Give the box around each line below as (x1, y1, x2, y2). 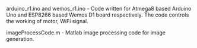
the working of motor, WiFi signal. (6, 18, 88, 24)
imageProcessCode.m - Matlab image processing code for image (6, 29, 166, 36)
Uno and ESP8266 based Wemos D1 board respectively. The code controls (6, 11, 189, 18)
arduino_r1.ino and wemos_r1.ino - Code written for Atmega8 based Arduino (6, 5, 192, 12)
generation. (6, 36, 34, 42)
